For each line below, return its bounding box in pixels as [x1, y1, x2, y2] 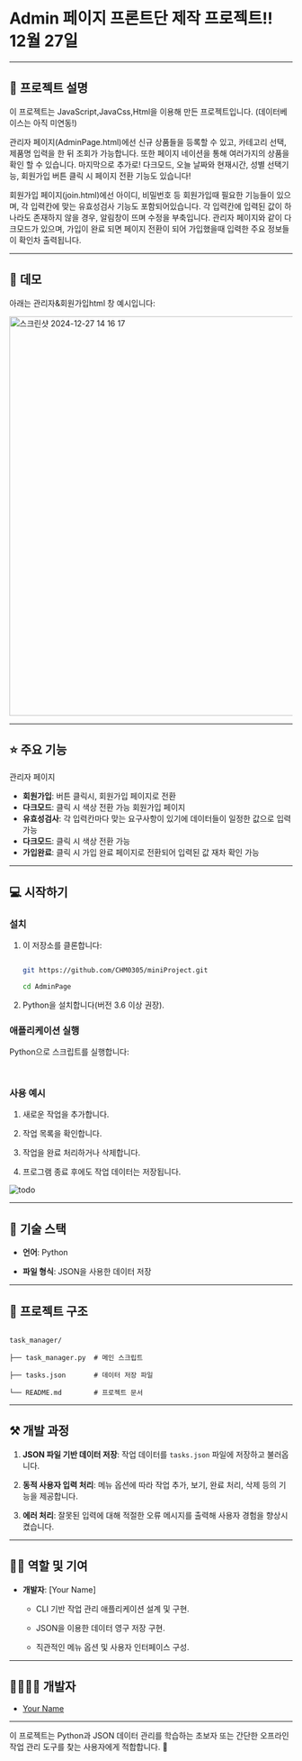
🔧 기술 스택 [9, 1221, 67, 1236]
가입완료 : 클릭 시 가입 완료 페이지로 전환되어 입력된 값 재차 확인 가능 [22, 847, 260, 858]
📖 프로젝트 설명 [9, 80, 88, 96]
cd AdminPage [22, 981, 72, 991]
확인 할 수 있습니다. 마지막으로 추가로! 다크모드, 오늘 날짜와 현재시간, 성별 [9, 159, 265, 169]
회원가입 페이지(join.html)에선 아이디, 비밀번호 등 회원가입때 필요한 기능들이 [9, 189, 275, 200]
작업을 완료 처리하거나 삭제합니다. [22, 1147, 141, 1158]
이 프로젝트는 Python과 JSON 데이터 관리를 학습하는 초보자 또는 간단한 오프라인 [9, 1730, 289, 1741]
